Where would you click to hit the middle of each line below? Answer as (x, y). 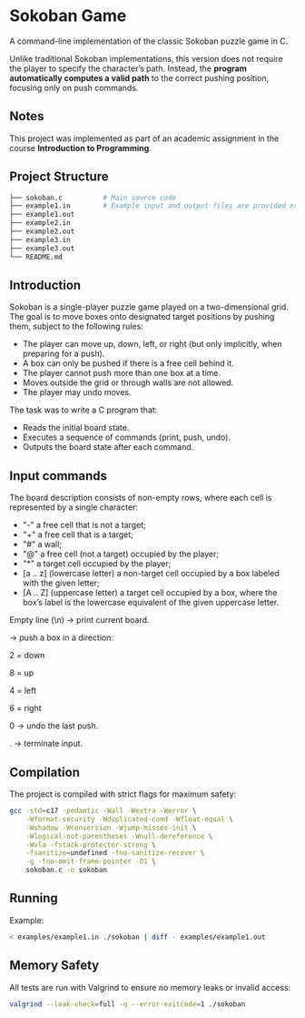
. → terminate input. (46, 744)
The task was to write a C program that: (84, 410)
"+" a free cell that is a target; (78, 534)
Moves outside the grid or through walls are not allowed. (128, 382)
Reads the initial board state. (76, 428)
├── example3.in (40, 239)
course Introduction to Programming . (80, 148)
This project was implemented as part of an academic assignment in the (144, 138)
